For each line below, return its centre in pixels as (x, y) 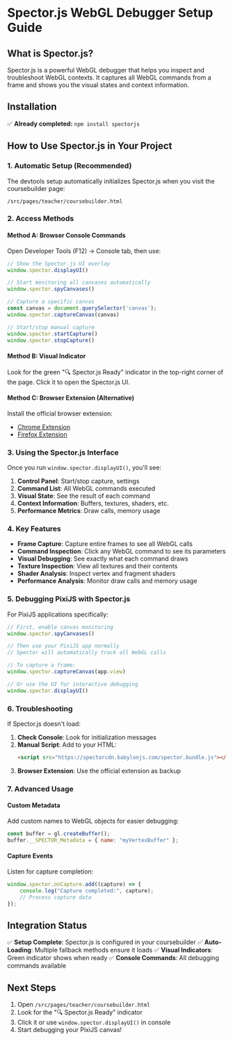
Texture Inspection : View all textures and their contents (97, 566)
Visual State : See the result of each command (84, 496)
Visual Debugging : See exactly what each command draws (103, 559)
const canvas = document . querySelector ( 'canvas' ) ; (82, 308)
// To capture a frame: (42, 665)
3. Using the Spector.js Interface (63, 453)
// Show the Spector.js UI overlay (59, 264)
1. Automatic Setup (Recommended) (70, 166)
